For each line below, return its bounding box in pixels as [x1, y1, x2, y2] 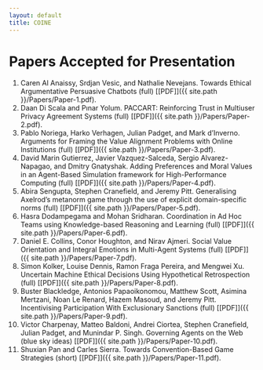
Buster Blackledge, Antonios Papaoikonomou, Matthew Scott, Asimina [20, 287, 247, 296]
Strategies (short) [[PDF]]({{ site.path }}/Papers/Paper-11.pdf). [20, 354, 222, 363]
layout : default [9, 11, 62, 20]
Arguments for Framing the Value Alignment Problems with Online [20, 136, 233, 146]
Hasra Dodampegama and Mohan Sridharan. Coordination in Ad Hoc [20, 212, 243, 221]
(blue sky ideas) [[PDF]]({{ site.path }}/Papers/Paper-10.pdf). [20, 336, 218, 346]
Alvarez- [200, 154, 228, 163]
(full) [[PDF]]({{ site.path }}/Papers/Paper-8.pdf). [20, 278, 179, 288]
